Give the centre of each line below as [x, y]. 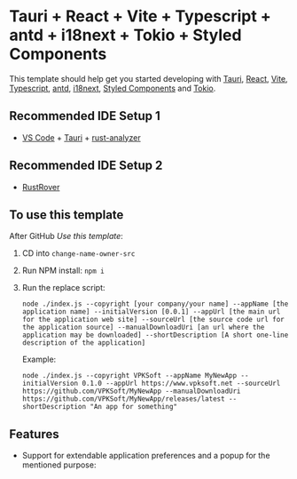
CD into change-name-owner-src [78, 253]
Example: [39, 359]
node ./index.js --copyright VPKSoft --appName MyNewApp [129, 376]
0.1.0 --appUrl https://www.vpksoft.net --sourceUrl [181, 384]
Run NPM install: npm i [63, 271]
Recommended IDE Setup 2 [86, 166]
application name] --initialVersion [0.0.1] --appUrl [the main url [151, 312]
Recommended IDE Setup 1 [85, 116]
